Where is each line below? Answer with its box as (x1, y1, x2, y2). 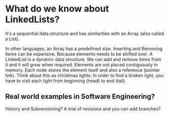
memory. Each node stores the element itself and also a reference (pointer (5, 67, 160, 73)
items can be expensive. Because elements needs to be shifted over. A (5, 51, 153, 57)
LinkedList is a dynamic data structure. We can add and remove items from (5, 56, 161, 62)
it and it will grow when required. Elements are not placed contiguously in (5, 62, 158, 68)
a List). (5, 36, 20, 42)
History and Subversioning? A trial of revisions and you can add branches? (5, 105, 161, 111)
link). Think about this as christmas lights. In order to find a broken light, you (5, 72, 164, 78)
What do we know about (5, 3, 109, 15)
